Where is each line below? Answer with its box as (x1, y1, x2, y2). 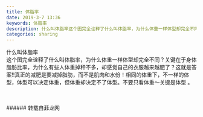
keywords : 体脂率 (6, 20, 47, 26)
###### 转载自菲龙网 (6, 104, 60, 112)
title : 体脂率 (6, 8, 39, 15)
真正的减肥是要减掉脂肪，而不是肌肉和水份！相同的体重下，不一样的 (14, 71, 184, 78)
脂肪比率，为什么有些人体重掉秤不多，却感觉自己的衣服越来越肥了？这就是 (6, 64, 192, 71)
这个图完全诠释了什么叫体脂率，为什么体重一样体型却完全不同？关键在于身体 (6, 56, 197, 63)
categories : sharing (6, 31, 59, 37)
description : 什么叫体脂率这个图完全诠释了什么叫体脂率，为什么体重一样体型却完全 (6, 25, 190, 32)
